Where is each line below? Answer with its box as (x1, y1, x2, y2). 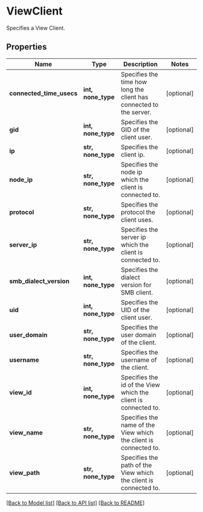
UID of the (120, 305, 150, 314)
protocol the (120, 208, 156, 216)
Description (123, 59, 158, 68)
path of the (120, 460, 152, 469)
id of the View (120, 381, 160, 389)
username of (120, 356, 157, 364)
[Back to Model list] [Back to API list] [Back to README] (6, 499, 145, 507)
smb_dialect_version (9, 277, 69, 285)
